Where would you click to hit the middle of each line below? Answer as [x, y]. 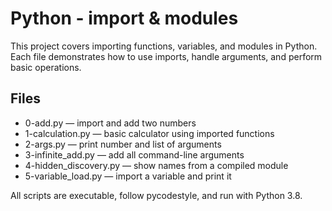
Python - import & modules [124, 18]
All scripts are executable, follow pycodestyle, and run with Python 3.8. [156, 195]
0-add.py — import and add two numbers [110, 123]
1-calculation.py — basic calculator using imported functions [149, 133]
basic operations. [46, 67]
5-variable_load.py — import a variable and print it [128, 176]
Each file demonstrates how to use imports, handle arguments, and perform [166, 56]
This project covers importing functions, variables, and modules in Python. [164, 46]
